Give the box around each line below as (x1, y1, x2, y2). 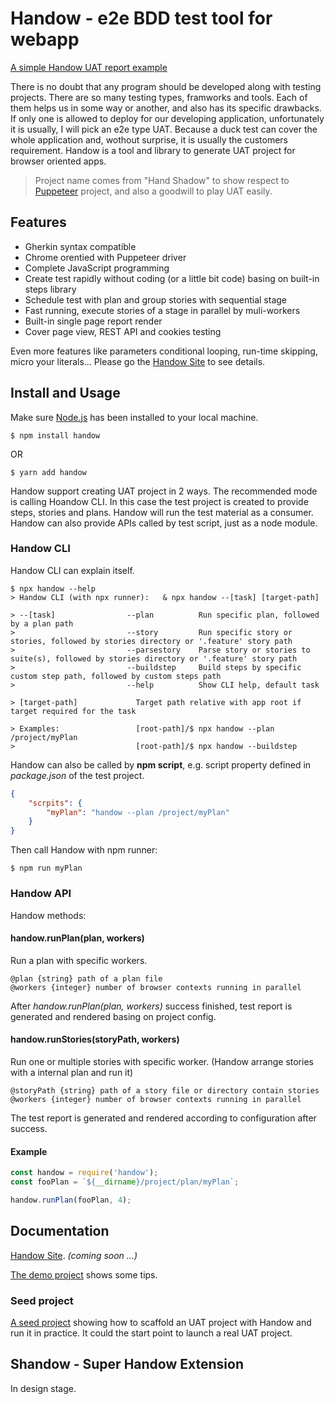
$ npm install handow (10, 430, 101, 441)
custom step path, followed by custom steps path (10, 671, 222, 681)
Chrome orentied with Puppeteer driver (24, 251, 187, 263)
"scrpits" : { (28, 798, 83, 808)
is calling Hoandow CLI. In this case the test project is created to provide (10, 495, 309, 507)
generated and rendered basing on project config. (10, 1010, 217, 1022)
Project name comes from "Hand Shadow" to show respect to (34, 174, 290, 186)
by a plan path (10, 618, 74, 629)
